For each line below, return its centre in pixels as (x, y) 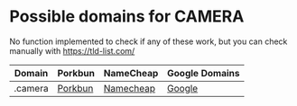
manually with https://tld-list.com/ (72, 50)
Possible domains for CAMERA (127, 17)
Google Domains (203, 73)
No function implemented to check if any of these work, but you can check (148, 41)
